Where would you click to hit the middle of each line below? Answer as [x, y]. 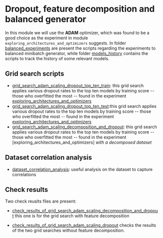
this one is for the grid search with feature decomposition [72, 216]
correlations [24, 174]
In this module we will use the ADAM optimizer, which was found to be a [77, 33]
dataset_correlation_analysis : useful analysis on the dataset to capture [82, 169]
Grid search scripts [35, 74]
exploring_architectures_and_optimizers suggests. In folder [65, 43]
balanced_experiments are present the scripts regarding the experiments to [81, 48]
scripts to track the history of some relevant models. [57, 58]
